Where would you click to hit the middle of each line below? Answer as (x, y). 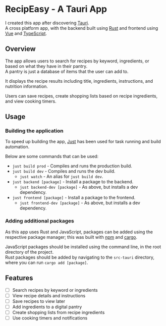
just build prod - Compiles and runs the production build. (72, 166)
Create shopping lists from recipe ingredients (58, 312)
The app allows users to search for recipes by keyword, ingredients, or (77, 61)
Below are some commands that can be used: (52, 157)
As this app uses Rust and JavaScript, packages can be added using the (79, 232)
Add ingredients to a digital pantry (47, 307)
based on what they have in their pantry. (46, 66)
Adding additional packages (40, 221)
